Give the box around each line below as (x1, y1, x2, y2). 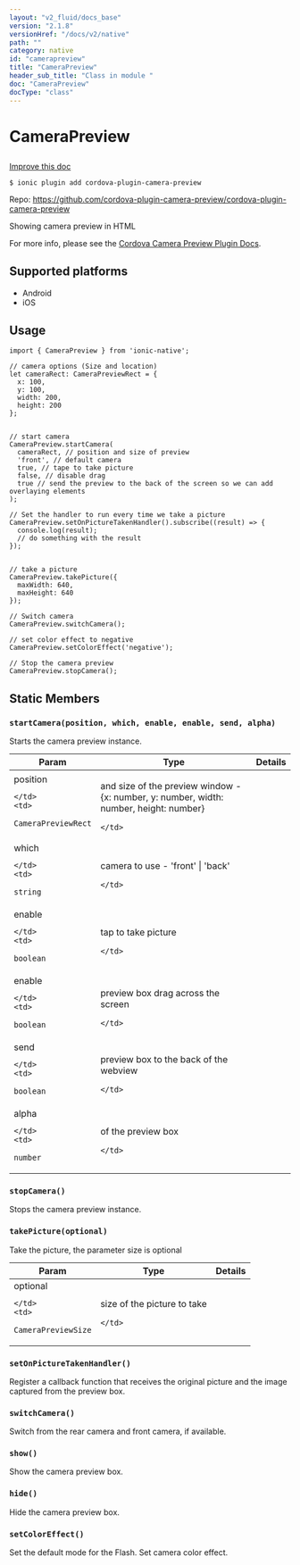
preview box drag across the (100, 987, 221, 999)
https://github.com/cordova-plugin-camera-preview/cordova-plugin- (32, 194, 287, 204)
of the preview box (100, 1126, 179, 1137)
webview (100, 1064, 138, 1077)
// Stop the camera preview (9, 659, 114, 668)
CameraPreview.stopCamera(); (9, 667, 118, 676)
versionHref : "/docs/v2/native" (9, 29, 129, 38)
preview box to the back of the (100, 1053, 229, 1065)
